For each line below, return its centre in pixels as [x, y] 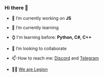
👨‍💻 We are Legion [30, 69]
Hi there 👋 [17, 8]
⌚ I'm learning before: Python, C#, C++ [52, 37]
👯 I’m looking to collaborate [39, 48]
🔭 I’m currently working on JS [42, 18]
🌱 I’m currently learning [35, 28]
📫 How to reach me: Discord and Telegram [55, 58]
